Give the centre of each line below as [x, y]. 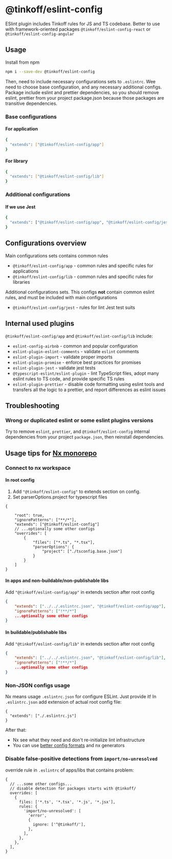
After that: [16, 730]
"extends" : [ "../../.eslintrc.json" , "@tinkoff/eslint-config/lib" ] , [90, 658]
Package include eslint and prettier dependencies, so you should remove [82, 92]
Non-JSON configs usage [38, 685]
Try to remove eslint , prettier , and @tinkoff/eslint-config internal [78, 432]
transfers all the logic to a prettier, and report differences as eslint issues [89, 390]
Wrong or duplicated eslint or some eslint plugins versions [79, 420]
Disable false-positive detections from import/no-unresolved [81, 759]
